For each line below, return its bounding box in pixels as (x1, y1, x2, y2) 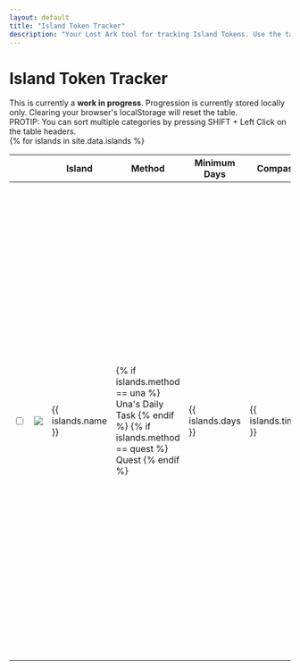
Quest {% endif (115, 454, 180, 466)
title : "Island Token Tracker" (9, 21, 126, 30)
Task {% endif (115, 409, 175, 422)
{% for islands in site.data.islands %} (9, 136, 146, 147)
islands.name (52, 415, 107, 427)
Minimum (194, 157, 236, 170)
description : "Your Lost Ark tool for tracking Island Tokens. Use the (9, 29, 281, 38)
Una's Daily (115, 398, 164, 411)
